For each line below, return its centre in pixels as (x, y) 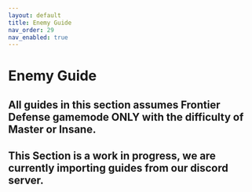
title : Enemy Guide (40, 23)
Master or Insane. (52, 129)
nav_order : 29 (31, 30)
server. (26, 181)
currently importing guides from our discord (119, 168)
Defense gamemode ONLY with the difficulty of (126, 117)
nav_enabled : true (38, 37)
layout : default (35, 15)
